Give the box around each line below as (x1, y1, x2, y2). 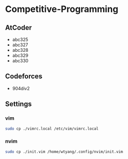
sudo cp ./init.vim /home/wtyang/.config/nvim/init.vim (5, 149, 123, 154)
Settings (5, 100, 32, 108)
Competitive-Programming (5, 3, 119, 15)
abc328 (12, 47, 29, 53)
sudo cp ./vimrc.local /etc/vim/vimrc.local (5, 126, 99, 131)
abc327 (12, 42, 28, 48)
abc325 (12, 36, 28, 42)
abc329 (12, 52, 29, 58)
